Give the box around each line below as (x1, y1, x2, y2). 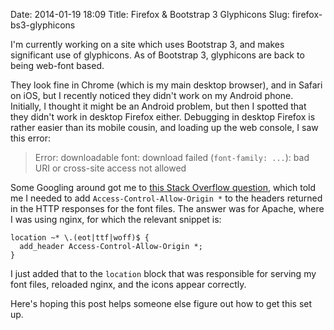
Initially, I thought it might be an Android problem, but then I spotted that (10, 100, 307, 112)
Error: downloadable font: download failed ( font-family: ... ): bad (34, 152, 310, 163)
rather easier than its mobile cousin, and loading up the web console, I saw (10, 122, 319, 133)
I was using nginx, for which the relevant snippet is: (10, 214, 222, 225)
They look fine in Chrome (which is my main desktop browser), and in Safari (10, 79, 323, 91)
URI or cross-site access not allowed (34, 162, 187, 174)
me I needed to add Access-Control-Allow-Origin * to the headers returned (10, 192, 323, 204)
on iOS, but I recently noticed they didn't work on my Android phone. (10, 90, 294, 101)
